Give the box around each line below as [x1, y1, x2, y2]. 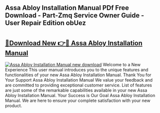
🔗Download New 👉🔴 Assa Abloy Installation [5, 39, 142, 47]
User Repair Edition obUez [5, 19, 86, 27]
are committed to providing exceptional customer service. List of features [5, 82, 152, 88]
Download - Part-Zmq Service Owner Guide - [5, 12, 144, 20]
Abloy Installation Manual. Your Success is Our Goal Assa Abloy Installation [5, 93, 156, 98]
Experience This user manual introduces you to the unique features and [5, 67, 148, 72]
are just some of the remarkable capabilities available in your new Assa [5, 87, 147, 93]
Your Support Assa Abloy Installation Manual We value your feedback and [5, 77, 153, 83]
